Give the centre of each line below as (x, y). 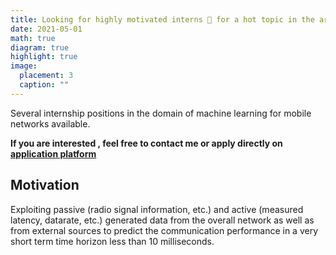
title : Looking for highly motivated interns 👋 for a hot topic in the (162, 19)
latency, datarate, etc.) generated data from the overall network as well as (162, 220)
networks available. (50, 123)
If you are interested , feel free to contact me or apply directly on (146, 143)
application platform (53, 153)
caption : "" (44, 85)
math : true (33, 38)
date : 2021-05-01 (46, 29)
